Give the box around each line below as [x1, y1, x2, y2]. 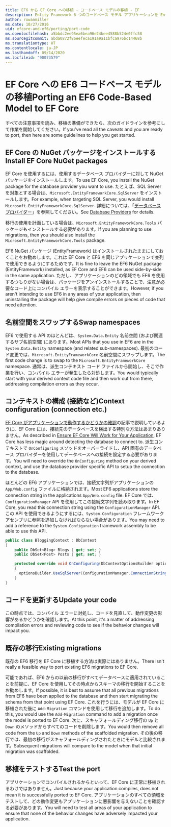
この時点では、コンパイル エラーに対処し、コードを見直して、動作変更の [5, 610, 158, 616]
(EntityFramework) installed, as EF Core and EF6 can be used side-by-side [5, 266, 162, 273]
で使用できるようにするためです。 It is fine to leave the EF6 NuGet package [5, 261, 162, 267]
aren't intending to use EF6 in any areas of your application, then [5, 291, 141, 297]
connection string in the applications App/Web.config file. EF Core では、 [5, 492, 157, 498]
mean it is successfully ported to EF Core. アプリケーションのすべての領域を [5, 792, 165, 798]
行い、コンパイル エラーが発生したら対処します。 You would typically [14, 370, 159, 376]
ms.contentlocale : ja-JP [5, 45, 58, 51]
